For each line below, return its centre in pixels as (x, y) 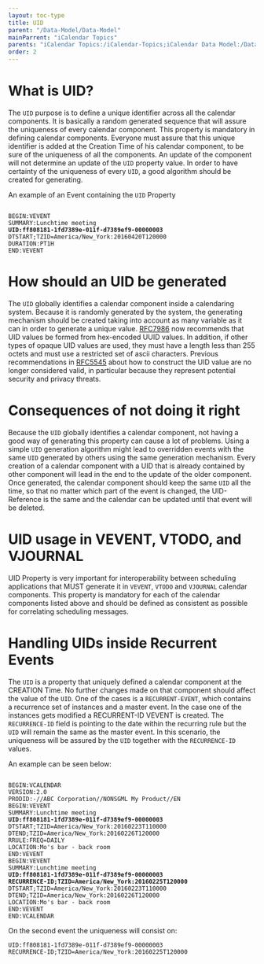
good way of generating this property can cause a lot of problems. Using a (129, 441)
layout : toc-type (37, 15)
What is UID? (51, 91)
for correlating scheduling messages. (68, 611)
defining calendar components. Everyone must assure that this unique (122, 138)
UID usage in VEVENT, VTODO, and (125, 539)
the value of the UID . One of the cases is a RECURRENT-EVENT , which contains (130, 698)
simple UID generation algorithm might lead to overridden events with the (126, 449)
